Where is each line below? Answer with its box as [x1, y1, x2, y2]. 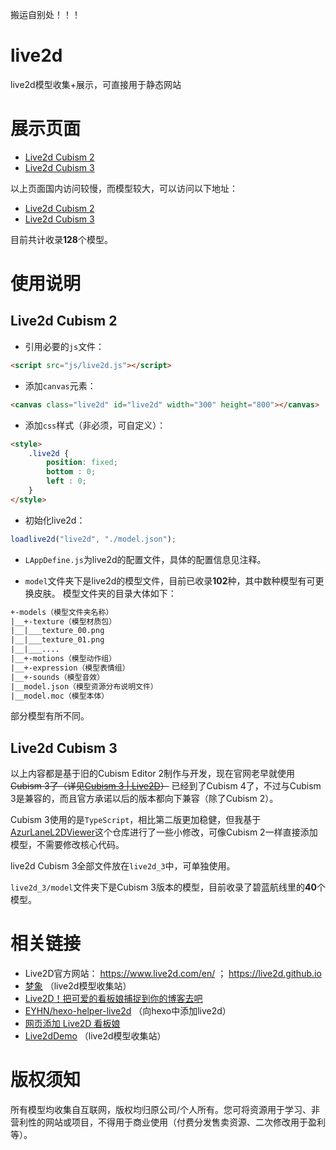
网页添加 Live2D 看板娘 [24, 1018, 121, 1030]
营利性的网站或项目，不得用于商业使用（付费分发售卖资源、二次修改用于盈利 [10, 1116, 326, 1128]
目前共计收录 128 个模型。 [10, 233, 113, 245]
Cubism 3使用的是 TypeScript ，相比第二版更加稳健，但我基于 [10, 814, 262, 826]
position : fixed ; [46, 458, 118, 468]
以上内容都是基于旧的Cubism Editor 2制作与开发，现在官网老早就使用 [10, 768, 296, 780]
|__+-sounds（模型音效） [10, 672, 105, 682]
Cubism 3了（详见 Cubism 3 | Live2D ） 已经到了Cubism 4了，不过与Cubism [10, 780, 322, 792]
